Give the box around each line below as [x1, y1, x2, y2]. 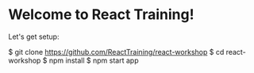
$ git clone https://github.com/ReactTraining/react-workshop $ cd [8, 47, 225, 56]
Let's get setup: [8, 32, 60, 41]
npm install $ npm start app [48, 56, 139, 65]
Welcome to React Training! [8, 6, 194, 24]
